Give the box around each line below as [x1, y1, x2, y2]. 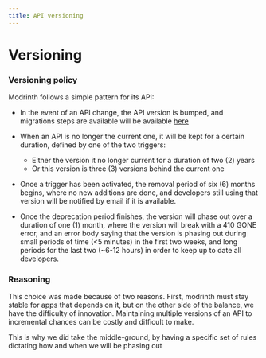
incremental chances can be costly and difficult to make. [8, 317, 194, 327]
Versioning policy [8, 74, 78, 85]
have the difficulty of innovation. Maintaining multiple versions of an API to [8, 309, 252, 318]
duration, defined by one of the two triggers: [19, 140, 166, 150]
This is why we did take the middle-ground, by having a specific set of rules [8, 333, 257, 342]
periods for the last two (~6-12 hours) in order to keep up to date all [19, 246, 241, 255]
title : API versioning [8, 11, 84, 20]
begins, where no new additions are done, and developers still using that [19, 188, 259, 197]
